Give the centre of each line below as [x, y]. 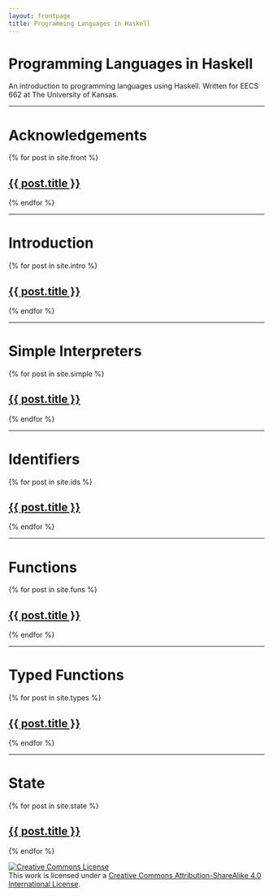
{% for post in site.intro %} [53, 266]
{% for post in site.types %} [55, 698]
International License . [45, 884]
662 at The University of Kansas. [63, 95]
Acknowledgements [78, 135]
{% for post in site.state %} [54, 806]
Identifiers [44, 459]
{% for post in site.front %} [54, 158]
